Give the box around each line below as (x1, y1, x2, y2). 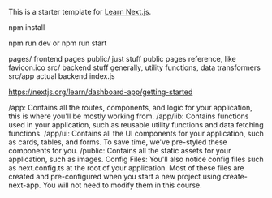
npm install (8, 23, 45, 32)
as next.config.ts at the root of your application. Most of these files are (8, 163, 245, 173)
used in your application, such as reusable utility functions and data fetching (8, 120, 264, 129)
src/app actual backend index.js (8, 71, 115, 80)
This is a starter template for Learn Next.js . (8, 7, 152, 16)
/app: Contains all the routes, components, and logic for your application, (8, 103, 253, 112)
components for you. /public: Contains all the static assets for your (8, 146, 231, 155)
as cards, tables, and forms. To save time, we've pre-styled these (8, 137, 227, 147)
